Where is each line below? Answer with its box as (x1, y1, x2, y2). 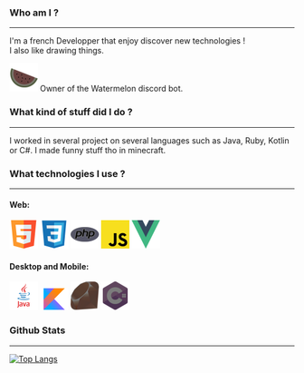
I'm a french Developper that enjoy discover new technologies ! (9, 35, 246, 46)
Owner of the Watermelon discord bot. (39, 83, 184, 94)
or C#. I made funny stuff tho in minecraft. (9, 144, 166, 155)
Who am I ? (9, 6, 59, 19)
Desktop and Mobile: (9, 260, 90, 271)
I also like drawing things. (9, 45, 104, 56)
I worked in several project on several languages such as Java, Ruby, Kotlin (9, 134, 290, 146)
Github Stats (9, 324, 66, 337)
